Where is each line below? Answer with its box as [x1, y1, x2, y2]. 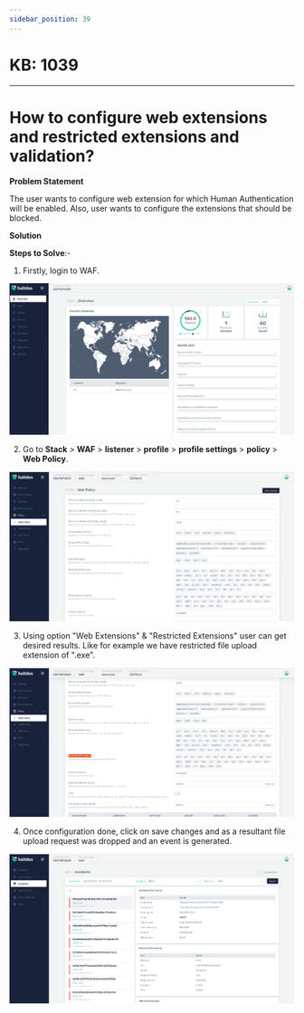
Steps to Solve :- [9, 247, 71, 258]
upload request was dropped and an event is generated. [22, 836, 233, 847]
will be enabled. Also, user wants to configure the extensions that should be [9, 203, 292, 213]
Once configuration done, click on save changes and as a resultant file [22, 826, 286, 837]
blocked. [9, 213, 43, 223]
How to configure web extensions [9, 107, 268, 128]
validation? [9, 146, 95, 166]
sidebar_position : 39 [9, 14, 91, 24]
